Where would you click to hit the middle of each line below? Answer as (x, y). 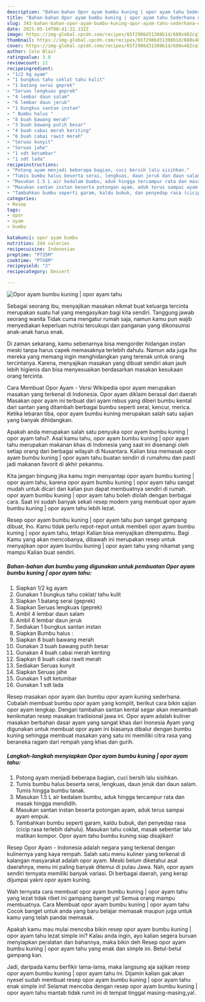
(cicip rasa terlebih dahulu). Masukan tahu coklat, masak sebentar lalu (103, 829)
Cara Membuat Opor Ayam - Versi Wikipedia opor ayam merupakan (91, 388)
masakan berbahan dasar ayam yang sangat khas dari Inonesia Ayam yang (101, 722)
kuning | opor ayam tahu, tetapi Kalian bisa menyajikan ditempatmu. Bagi (98, 533)
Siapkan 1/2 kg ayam (42, 588)
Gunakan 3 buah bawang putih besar (62, 646)
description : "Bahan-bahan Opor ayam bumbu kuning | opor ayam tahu (96, 12)
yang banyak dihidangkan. (40, 420)
